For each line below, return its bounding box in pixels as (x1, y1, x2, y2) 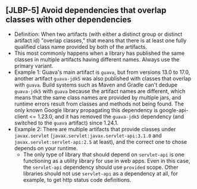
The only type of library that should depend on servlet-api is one (23, 151, 185, 158)
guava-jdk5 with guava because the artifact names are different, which (14, 87, 186, 95)
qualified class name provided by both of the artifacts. (14, 43, 147, 50)
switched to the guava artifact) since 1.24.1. (14, 119, 118, 126)
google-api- (159, 106, 189, 113)
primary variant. (14, 62, 54, 69)
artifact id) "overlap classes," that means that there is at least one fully (14, 36, 187, 44)
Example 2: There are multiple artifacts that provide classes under (14, 125, 176, 132)
